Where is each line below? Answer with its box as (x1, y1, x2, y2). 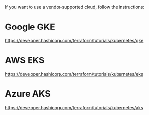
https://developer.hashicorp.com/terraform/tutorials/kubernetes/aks (5, 104, 144, 110)
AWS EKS (5, 55, 45, 66)
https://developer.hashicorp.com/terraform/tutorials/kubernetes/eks (5, 71, 144, 77)
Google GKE (5, 22, 56, 32)
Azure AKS (5, 88, 51, 100)
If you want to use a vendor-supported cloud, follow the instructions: (5, 4, 144, 10)
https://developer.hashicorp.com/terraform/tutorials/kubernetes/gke (5, 37, 144, 43)
